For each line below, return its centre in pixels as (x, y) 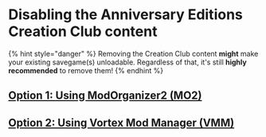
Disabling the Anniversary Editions (125, 15)
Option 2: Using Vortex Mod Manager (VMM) (121, 122)
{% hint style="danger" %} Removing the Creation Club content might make (133, 53)
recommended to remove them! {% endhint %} (86, 70)
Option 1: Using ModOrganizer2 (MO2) (105, 96)
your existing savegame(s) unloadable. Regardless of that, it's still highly (127, 62)
